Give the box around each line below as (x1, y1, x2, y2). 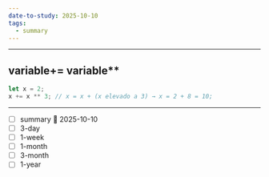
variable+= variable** (8, 63, 120, 77)
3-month (19, 151, 50, 160)
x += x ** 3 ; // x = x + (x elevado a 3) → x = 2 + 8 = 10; (8, 93, 214, 101)
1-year (19, 159, 42, 169)
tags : (8, 19, 26, 27)
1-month (19, 142, 48, 151)
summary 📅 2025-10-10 (19, 114, 98, 124)
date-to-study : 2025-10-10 (8, 11, 98, 20)
